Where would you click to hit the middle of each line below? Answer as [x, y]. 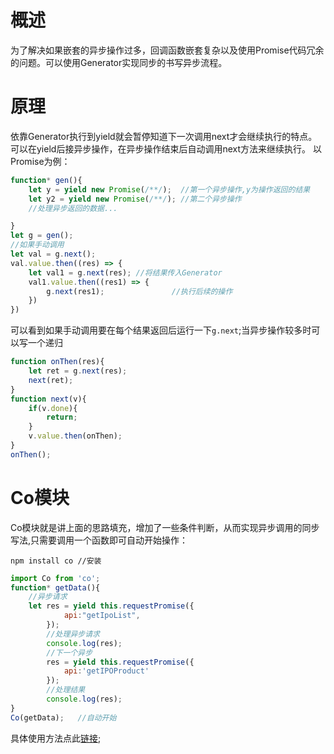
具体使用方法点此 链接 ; [56, 738]
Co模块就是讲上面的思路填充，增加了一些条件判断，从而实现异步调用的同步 [165, 527]
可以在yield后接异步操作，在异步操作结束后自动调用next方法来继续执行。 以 [166, 148]
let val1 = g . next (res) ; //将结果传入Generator [125, 272]
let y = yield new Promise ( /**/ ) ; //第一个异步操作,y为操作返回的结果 [169, 189]
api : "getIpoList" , [102, 616]
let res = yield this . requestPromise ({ [111, 606]
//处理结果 [66, 690]
